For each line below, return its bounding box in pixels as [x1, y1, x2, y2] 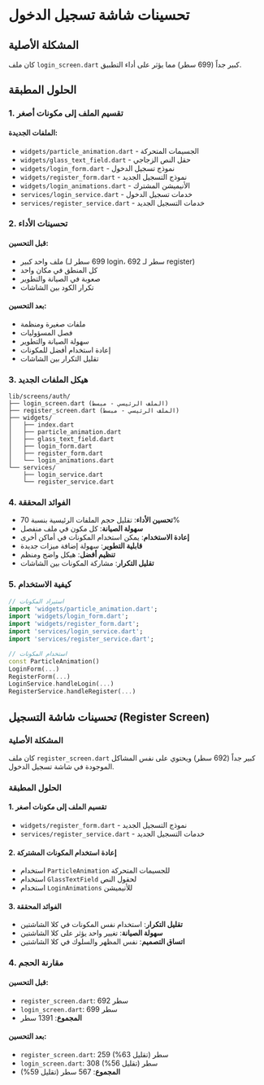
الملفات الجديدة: [8, 128, 58, 138]
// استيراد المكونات [8, 597, 64, 606]
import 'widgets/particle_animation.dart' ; [8, 605, 158, 613]
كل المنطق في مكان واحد [19, 265, 98, 274]
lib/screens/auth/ [8, 392, 71, 400]
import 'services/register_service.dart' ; [8, 635, 154, 644]
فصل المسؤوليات [19, 327, 73, 337]
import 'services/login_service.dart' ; [8, 628, 144, 636]
